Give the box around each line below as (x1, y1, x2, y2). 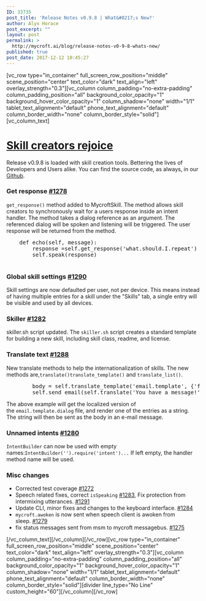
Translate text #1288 (6, 350, 69, 359)
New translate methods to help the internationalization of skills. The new (6, 364, 189, 372)
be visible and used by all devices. (6, 299, 93, 307)
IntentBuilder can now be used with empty (6, 443, 117, 450)
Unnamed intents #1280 (6, 429, 80, 437)
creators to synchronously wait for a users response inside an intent (6, 207, 178, 215)
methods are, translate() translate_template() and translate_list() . (6, 370, 183, 378)
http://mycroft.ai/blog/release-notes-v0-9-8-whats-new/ (12, 44, 161, 50)
